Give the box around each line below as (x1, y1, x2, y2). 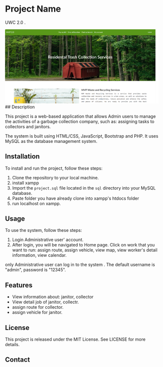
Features (5, 281, 33, 289)
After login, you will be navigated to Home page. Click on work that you (12, 242, 155, 248)
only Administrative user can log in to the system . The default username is (5, 262, 155, 268)
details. (5, 342, 20, 348)
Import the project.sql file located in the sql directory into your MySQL (12, 185, 156, 191)
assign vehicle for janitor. (12, 310, 63, 315)
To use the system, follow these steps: (5, 227, 82, 233)
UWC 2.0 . (5, 19, 26, 25)
